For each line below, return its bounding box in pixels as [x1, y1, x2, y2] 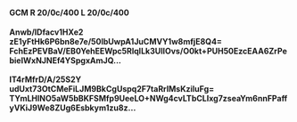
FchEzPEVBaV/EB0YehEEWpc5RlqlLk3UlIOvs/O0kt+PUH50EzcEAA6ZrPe [9, 45, 287, 57]
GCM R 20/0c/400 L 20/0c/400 [9, 7, 129, 18]
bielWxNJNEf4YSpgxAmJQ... [9, 55, 122, 66]
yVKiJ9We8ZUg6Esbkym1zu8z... [9, 102, 136, 113]
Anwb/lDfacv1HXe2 [9, 27, 84, 37]
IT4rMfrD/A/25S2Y [9, 74, 82, 85]
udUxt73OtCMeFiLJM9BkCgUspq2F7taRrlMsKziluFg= [9, 84, 215, 94]
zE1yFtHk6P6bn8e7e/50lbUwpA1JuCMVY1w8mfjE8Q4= [9, 37, 223, 47]
